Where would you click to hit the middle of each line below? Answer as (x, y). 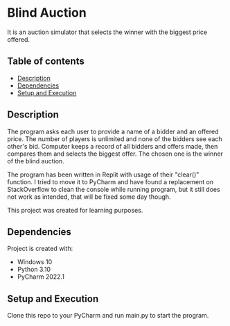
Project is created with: (40, 249)
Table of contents (46, 62)
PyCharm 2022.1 (41, 277)
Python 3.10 (34, 270)
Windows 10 (35, 262)
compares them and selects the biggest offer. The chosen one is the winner (115, 154)
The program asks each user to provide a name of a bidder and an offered (113, 131)
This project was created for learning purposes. (75, 210)
